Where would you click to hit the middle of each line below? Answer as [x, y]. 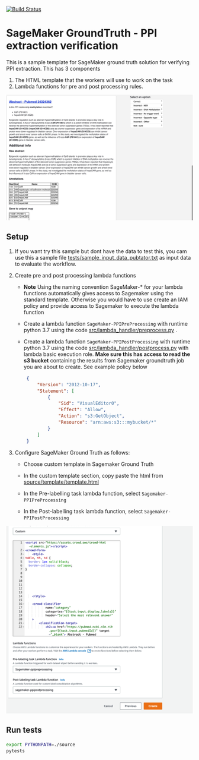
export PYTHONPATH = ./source [41, 745]
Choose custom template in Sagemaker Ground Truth [89, 464]
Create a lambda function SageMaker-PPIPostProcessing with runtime [107, 341]
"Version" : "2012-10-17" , [69, 384]
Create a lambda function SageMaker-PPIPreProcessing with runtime [106, 323]
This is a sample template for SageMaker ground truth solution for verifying [98, 62]
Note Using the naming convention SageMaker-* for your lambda [103, 287]
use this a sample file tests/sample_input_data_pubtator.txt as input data [103, 257]
